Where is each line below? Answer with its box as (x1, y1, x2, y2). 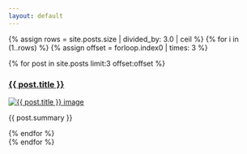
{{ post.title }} (8, 79, 65, 90)
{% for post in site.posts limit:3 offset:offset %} (8, 58, 166, 68)
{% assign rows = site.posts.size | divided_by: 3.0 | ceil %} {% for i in (8, 34, 239, 44)
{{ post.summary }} (8, 113, 73, 122)
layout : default (8, 11, 63, 20)
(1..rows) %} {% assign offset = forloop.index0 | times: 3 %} (8, 42, 208, 53)
